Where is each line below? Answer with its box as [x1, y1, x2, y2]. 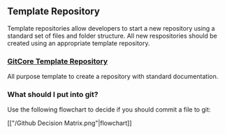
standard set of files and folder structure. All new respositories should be [7, 31, 218, 40]
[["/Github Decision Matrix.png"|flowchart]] [7, 119, 132, 128]
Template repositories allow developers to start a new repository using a [7, 24, 215, 32]
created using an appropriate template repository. [7, 38, 150, 47]
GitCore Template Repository [7, 56, 108, 66]
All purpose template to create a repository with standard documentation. [7, 73, 219, 81]
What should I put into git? [7, 90, 99, 100]
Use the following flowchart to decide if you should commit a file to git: [7, 105, 211, 114]
